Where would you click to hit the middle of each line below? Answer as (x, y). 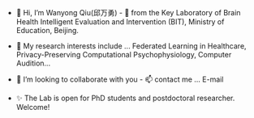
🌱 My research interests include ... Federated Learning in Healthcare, (131, 46)
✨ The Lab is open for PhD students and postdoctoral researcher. (125, 98)
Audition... (33, 63)
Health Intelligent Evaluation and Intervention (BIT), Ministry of (120, 22)
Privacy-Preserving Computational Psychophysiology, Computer (124, 55)
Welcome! (33, 107)
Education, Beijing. (47, 30)
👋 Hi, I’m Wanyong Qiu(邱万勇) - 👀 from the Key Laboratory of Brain (128, 13)
